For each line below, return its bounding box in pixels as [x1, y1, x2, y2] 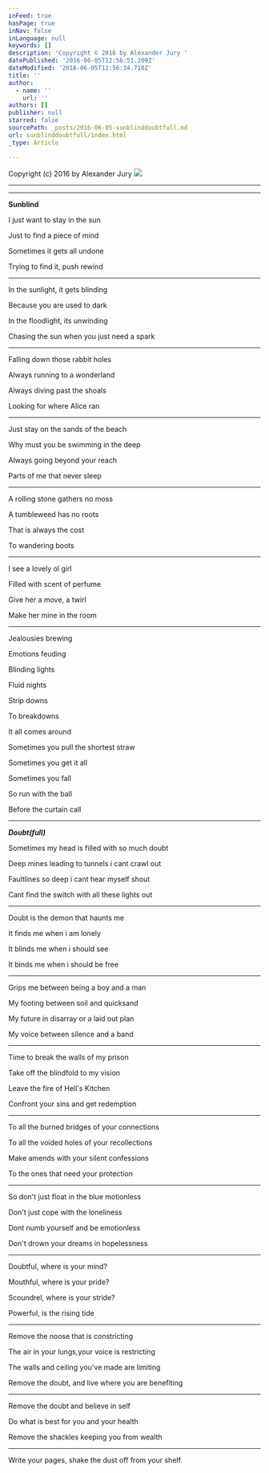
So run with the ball [8, 788, 73, 799]
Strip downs [8, 695, 48, 705]
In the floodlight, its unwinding [8, 315, 108, 325]
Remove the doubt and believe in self [8, 1401, 130, 1410]
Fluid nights [8, 680, 47, 690]
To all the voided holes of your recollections [8, 1137, 153, 1147]
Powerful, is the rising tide [8, 1308, 94, 1317]
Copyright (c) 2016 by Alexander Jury [8, 169, 132, 178]
